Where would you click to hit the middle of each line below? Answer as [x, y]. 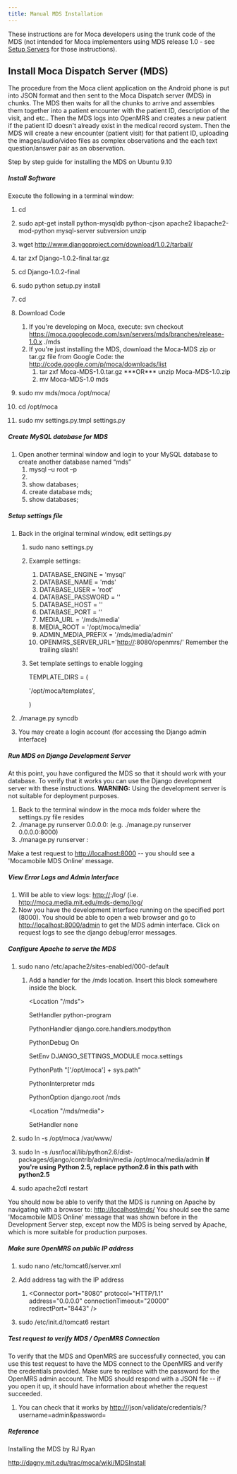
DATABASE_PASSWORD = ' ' [80, 597]
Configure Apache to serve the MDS [62, 949]
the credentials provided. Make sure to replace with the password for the [114, 1371]
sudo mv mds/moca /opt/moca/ [64, 393]
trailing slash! [59, 650]
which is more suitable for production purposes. [78, 1232]
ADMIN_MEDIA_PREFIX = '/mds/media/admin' [106, 635]
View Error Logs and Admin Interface [63, 877]
